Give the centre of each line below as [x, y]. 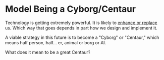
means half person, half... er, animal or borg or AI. [56, 42]
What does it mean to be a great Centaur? [48, 52]
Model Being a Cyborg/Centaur [71, 9]
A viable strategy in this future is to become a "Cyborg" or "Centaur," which [82, 37]
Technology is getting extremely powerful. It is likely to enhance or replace [81, 23]
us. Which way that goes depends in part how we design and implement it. [81, 28]
